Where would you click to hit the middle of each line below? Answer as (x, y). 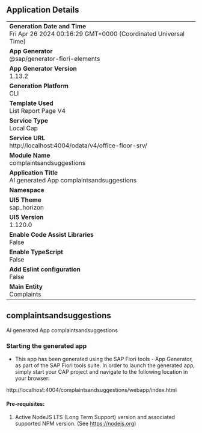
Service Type (29, 120)
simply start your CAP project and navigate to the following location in (101, 371)
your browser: (32, 378)
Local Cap (23, 128)
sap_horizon (26, 207)
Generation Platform (39, 86)
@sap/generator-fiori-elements (55, 59)
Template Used (32, 103)
